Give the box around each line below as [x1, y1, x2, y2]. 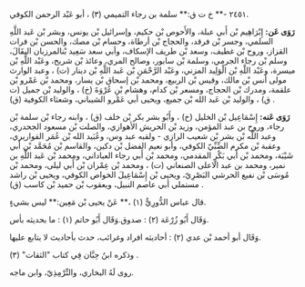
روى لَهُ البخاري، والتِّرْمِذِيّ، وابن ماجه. [9, 267, 135, 277]
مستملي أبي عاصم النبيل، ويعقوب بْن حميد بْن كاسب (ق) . [9, 179, 205, 190]
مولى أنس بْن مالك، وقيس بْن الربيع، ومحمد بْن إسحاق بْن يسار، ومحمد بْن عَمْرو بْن [9, 74, 287, 85]
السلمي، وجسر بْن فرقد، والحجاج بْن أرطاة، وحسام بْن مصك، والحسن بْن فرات [9, 36, 274, 46]
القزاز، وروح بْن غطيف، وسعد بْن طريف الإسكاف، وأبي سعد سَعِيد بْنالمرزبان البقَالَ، [9, 45, 289, 56]
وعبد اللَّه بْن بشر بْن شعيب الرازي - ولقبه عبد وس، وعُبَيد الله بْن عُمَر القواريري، [9, 131, 276, 141]
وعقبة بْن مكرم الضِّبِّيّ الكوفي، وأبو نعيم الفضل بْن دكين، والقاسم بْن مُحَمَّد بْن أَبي [9, 141, 281, 151]
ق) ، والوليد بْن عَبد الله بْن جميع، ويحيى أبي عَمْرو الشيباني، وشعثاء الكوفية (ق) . [9, 94, 276, 104]
